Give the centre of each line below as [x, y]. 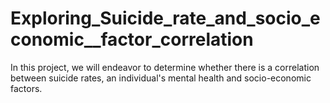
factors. [26, 88]
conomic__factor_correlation [132, 39]
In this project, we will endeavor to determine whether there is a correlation [165, 67]
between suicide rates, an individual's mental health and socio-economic [161, 78]
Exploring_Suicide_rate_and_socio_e [165, 18]
